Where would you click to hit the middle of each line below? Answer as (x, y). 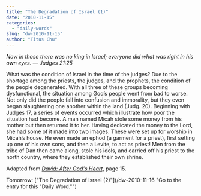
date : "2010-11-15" (31, 17)
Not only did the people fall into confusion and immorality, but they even (95, 100)
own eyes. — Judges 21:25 (40, 63)
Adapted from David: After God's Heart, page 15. (67, 169)
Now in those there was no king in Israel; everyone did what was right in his (100, 56)
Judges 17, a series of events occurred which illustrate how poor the (91, 112)
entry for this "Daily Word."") (41, 186)
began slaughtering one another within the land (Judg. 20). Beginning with (98, 106)
